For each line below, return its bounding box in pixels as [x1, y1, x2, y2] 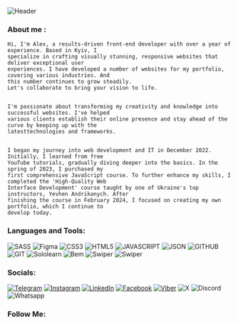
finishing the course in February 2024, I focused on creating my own [7, 197, 222, 204]
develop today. [7, 209, 53, 217]
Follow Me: [7, 309, 46, 319]
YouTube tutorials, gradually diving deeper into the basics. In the [7, 159, 219, 167]
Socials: [7, 268, 36, 278]
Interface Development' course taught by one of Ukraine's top [7, 184, 200, 192]
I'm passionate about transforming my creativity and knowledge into [7, 103, 219, 111]
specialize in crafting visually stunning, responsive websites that [7, 54, 219, 61]
